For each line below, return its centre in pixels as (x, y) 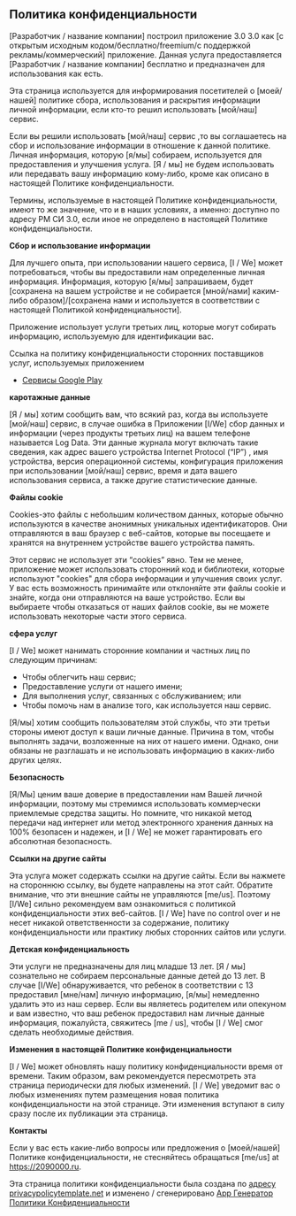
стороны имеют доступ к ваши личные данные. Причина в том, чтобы (141, 731)
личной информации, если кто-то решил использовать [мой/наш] (133, 109)
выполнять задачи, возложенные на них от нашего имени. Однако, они (144, 741)
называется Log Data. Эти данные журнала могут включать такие (134, 443)
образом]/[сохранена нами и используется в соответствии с (145, 300)
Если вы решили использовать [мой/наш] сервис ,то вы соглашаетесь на (148, 135)
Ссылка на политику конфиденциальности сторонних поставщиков (137, 353)
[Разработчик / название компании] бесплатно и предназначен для (137, 64)
